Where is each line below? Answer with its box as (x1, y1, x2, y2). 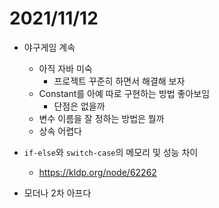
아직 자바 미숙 (38, 62, 93, 74)
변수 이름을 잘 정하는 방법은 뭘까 (38, 112, 165, 124)
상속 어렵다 (38, 125, 82, 137)
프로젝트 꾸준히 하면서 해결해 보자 (53, 75, 186, 87)
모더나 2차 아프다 (23, 187, 92, 199)
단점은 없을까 (53, 100, 106, 112)
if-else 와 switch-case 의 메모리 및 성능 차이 (23, 146, 199, 158)
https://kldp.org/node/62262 (38, 166, 157, 178)
